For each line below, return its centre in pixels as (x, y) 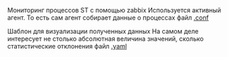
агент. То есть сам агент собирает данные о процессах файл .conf (108, 18)
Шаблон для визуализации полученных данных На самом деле (103, 31)
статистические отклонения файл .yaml (67, 46)
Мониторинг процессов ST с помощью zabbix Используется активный (114, 10)
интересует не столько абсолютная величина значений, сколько (106, 39)
